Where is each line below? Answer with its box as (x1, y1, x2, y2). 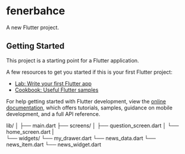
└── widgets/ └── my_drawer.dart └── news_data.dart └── (6, 134, 156, 142)
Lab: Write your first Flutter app (14, 80, 92, 87)
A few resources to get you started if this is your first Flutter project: (6, 68, 173, 76)
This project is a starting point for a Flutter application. (6, 56, 139, 64)
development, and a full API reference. (6, 110, 101, 117)
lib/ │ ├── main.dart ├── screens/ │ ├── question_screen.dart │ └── (6, 122, 179, 129)
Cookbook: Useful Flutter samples (14, 86, 99, 93)
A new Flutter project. (6, 24, 59, 31)
